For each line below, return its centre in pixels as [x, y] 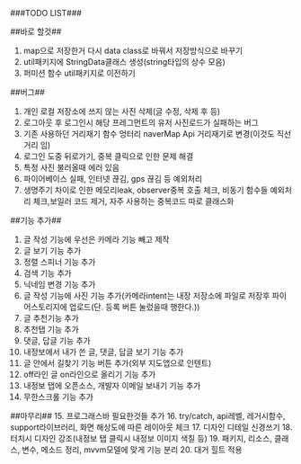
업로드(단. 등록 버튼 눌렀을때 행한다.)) [135, 307]
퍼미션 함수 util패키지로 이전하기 [79, 73]
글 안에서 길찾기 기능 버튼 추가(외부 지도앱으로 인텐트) [117, 363]
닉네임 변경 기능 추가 [59, 284]
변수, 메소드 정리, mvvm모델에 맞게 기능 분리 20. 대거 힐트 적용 [132, 450]
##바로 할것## [36, 31]
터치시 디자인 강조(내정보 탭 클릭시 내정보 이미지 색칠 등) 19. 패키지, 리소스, [142, 438]
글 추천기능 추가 [51, 318]
